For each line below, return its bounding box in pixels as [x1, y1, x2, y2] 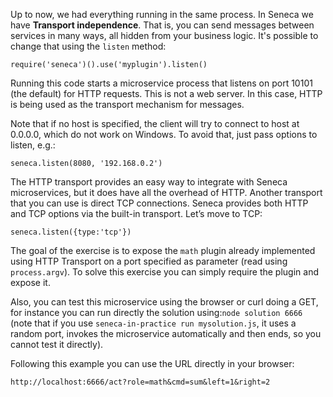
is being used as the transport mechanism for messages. [10, 99, 245, 110]
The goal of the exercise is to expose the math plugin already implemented [10, 245, 316, 256]
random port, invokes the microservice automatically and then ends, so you [10, 328, 322, 339]
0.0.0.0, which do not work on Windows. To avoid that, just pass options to [10, 129, 318, 140]
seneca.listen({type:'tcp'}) [10, 227, 132, 237]
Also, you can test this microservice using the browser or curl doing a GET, [10, 296, 319, 308]
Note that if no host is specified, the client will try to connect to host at [10, 118, 300, 129]
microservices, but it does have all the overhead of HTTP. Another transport [10, 187, 323, 198]
